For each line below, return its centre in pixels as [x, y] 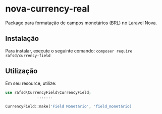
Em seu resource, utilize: [31, 83]
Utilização [21, 71]
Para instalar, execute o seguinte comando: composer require [69, 50]
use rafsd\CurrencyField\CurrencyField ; [48, 92]
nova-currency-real [47, 9]
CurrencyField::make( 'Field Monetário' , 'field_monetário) [69, 106]
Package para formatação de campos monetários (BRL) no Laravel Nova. [81, 23]
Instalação [22, 39]
